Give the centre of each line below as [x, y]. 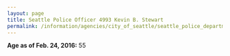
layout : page [26, 13]
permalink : [23, 26]
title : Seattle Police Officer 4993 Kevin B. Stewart [86, 20]
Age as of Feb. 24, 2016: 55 [47, 46]
